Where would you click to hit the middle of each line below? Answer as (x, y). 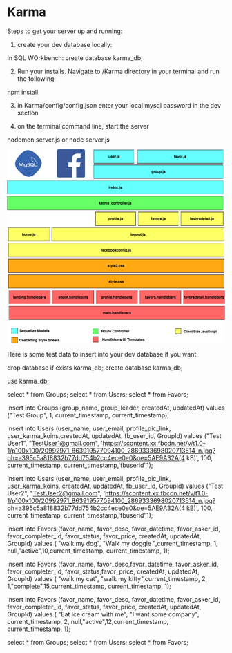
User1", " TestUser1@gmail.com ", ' (55, 443)
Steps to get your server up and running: (65, 31)
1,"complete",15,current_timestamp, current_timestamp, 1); (89, 586)
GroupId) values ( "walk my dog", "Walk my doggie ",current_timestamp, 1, (113, 543)
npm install (23, 92)
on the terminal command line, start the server (83, 126)
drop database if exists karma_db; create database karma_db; (95, 368)
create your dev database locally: (65, 44)
